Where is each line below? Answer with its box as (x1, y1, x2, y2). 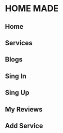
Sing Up (5, 89, 30, 97)
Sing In (5, 72, 27, 80)
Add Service (5, 121, 43, 130)
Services (5, 38, 33, 47)
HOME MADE (5, 3, 59, 14)
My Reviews (5, 105, 43, 114)
